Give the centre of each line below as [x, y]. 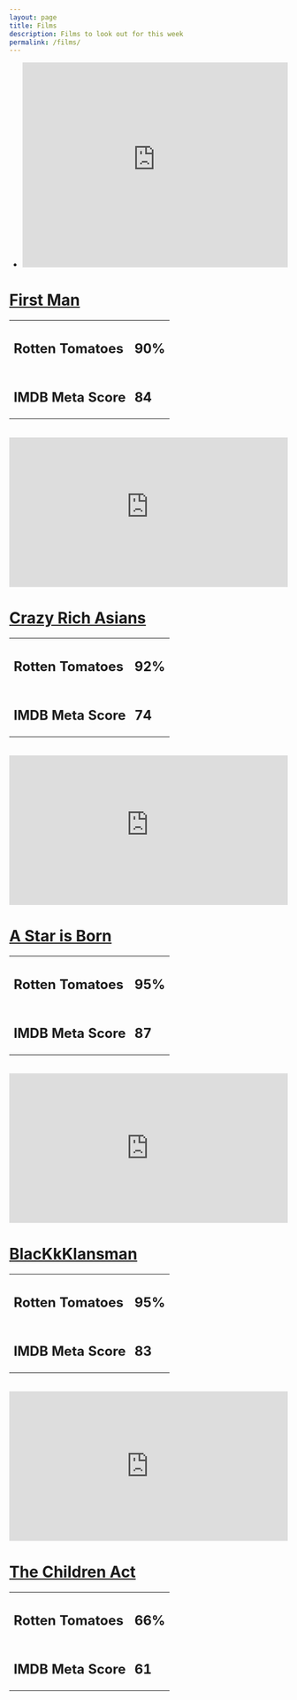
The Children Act [72, 1572]
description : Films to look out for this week [96, 34]
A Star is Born [61, 936]
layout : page [33, 17]
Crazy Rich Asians [78, 618]
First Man [45, 300]
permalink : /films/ [45, 42]
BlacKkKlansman [73, 1254]
